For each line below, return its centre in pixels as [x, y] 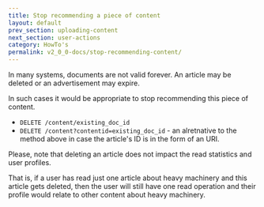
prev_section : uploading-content [63, 30]
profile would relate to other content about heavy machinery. [107, 195]
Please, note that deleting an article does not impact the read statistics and [130, 154]
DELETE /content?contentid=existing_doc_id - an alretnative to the [128, 130]
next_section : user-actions [55, 38]
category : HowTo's [38, 45]
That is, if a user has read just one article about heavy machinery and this [128, 178]
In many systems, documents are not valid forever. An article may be [120, 75]
